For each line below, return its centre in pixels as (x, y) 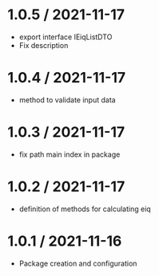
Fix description (44, 45)
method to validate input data (68, 100)
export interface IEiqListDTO (66, 37)
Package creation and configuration (78, 263)
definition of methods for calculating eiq (85, 209)
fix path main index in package (70, 154)
